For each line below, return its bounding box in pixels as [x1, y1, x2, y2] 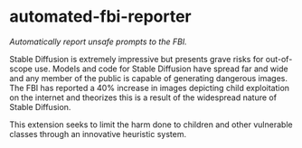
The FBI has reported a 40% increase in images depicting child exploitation [9, 82, 290, 93]
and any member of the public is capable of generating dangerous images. [9, 72, 288, 83]
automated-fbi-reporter [9, 6, 192, 27]
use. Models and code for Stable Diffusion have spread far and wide [34, 63, 288, 74]
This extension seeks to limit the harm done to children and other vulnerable [9, 119, 293, 130]
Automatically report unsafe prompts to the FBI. [9, 36, 187, 47]
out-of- [265, 53, 293, 64]
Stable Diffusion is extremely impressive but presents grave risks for [9, 53, 264, 64]
